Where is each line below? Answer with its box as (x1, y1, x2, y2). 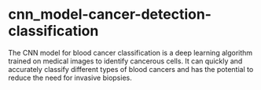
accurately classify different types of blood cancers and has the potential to (8, 64, 254, 74)
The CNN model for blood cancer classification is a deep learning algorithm (8, 48, 253, 57)
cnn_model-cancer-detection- (8, 5, 212, 23)
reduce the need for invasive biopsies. (8, 73, 132, 82)
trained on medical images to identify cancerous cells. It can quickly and (8, 56, 243, 66)
